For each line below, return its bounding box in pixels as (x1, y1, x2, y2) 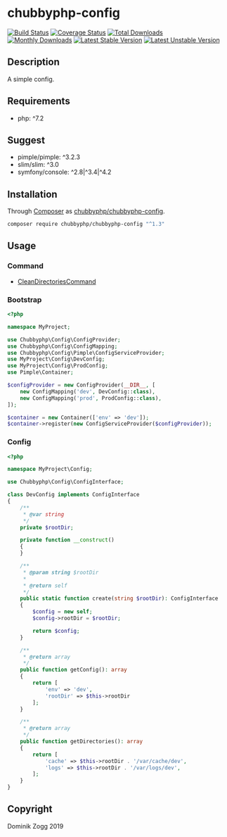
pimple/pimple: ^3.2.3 (17, 153, 81, 161)
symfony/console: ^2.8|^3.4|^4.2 (17, 168, 112, 177)
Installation (7, 188, 58, 200)
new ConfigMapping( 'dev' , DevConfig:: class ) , (20, 388, 156, 395)
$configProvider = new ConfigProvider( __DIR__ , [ (7, 382, 156, 389)
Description (7, 56, 60, 68)
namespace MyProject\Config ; (7, 466, 93, 473)
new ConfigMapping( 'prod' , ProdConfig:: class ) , (20, 394, 162, 402)
